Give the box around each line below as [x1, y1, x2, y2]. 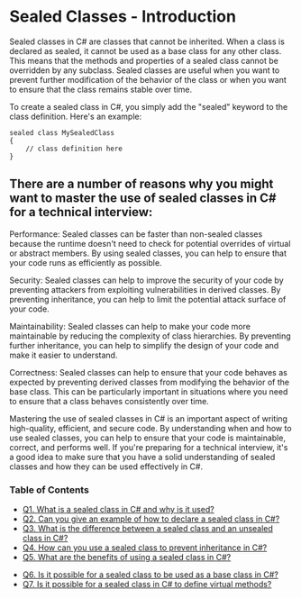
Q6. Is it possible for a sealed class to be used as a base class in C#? [22, 569, 279, 580]
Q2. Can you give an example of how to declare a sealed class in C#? [22, 513, 280, 524]
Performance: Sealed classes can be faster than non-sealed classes [9, 228, 263, 240]
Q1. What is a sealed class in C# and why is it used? [22, 504, 214, 515]
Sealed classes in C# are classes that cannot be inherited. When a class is [9, 36, 286, 47]
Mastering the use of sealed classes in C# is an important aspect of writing [9, 412, 288, 424]
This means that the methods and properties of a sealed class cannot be [9, 55, 279, 66]
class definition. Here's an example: [9, 111, 142, 122]
